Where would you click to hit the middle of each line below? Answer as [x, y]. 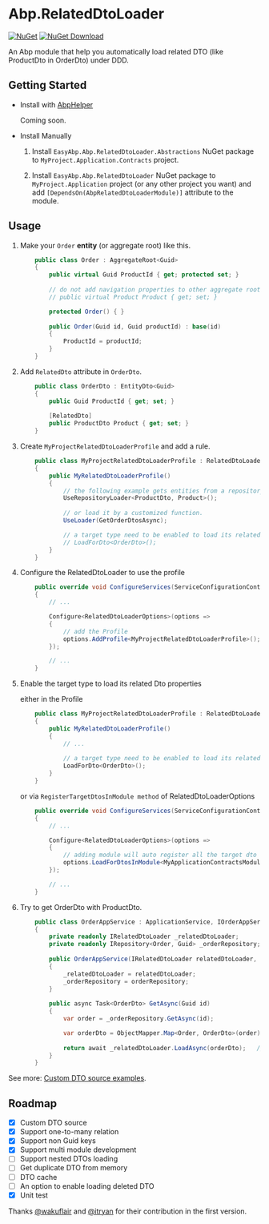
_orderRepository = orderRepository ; [126, 981]
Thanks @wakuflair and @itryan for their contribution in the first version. [128, 1211]
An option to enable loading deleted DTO [87, 1186]
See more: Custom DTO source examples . [77, 1078]
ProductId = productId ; [102, 341]
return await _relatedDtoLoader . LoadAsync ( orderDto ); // [163, 1048]
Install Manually [46, 135]
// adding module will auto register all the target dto [160, 855]
